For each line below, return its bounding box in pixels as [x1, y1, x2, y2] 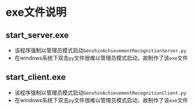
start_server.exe [5, 30, 69, 40]
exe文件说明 [5, 5, 67, 19]
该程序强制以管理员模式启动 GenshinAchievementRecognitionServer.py [14, 47, 187, 54]
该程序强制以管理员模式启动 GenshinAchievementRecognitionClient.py [14, 89, 187, 96]
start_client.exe [5, 72, 66, 82]
